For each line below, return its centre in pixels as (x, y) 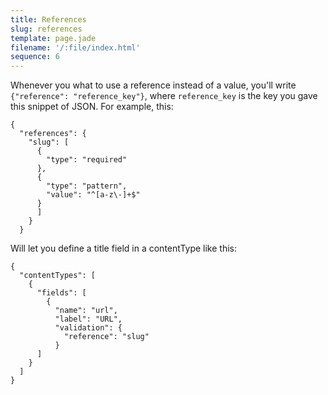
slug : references (46, 29)
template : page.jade (53, 38)
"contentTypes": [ (58, 276)
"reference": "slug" (106, 337)
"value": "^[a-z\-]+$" (93, 195)
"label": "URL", (88, 319)
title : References (48, 19)
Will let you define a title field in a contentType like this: (124, 248)
